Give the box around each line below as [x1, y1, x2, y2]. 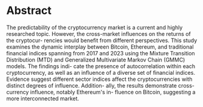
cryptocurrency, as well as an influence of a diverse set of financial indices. [6, 69, 196, 76]
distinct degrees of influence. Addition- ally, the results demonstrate [6, 81, 177, 89]
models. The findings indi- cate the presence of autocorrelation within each [6, 62, 196, 70]
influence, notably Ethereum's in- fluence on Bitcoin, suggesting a [30, 88, 196, 95]
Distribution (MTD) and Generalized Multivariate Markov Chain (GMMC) [6, 56, 185, 63]
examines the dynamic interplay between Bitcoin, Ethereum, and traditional [6, 43, 194, 50]
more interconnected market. [6, 95, 80, 102]
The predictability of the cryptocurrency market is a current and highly [6, 24, 183, 31]
